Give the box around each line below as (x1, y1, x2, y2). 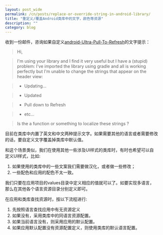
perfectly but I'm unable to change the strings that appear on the (16, 68, 147, 74)
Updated (24, 93, 42, 99)
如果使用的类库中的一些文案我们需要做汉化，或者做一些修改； (12, 164, 136, 169)
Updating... (24, 83, 47, 89)
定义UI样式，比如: (5, 153, 41, 159)
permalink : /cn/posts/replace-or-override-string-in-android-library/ (5, 12, 151, 17)
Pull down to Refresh (24, 102, 66, 108)
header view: (16, 74, 43, 80)
